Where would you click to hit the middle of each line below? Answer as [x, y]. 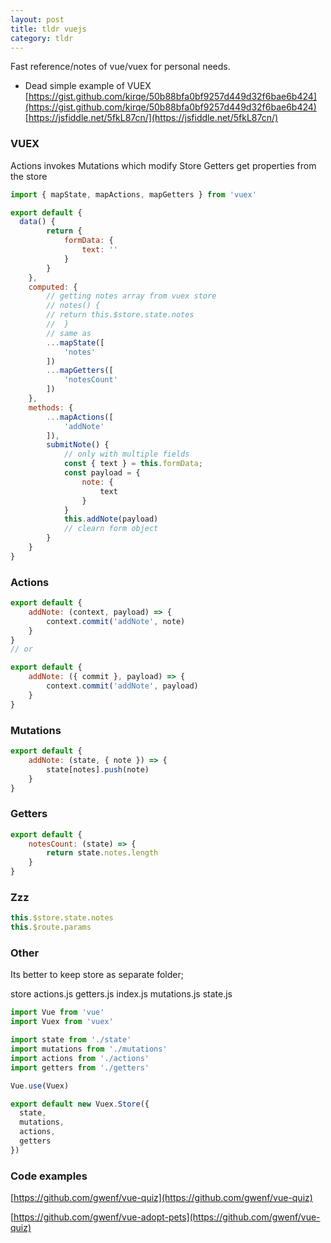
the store [29, 176]
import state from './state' [71, 1040]
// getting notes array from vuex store [131, 296]
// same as [69, 333]
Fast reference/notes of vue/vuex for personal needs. [120, 67]
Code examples [49, 1176]
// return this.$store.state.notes [120, 315]
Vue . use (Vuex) [40, 1086]
